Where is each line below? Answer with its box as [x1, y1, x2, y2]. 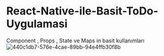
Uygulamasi [6, 17, 68, 31]
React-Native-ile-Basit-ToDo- [6, 4, 159, 18]
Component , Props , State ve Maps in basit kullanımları [6, 37, 145, 44]
